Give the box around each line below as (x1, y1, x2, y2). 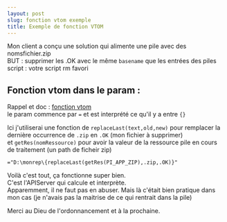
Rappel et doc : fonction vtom (7, 103, 92, 111)
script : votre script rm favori (7, 64, 89, 73)
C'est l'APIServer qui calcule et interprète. (7, 178, 127, 187)
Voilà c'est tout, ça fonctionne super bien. (7, 171, 126, 180)
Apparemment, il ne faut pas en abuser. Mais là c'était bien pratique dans (7, 186, 216, 194)
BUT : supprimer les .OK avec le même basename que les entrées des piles (7, 57, 217, 65)
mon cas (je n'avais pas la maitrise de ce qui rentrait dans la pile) (7, 194, 192, 202)
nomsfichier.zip (7, 49, 51, 58)
